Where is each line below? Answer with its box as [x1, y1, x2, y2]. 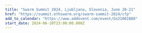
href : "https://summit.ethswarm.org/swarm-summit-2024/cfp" [5, 12, 132, 16]
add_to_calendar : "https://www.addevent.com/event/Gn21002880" [5, 16, 138, 21]
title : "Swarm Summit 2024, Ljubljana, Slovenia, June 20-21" [5, 7, 136, 12]
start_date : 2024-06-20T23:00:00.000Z [5, 20, 85, 26]
